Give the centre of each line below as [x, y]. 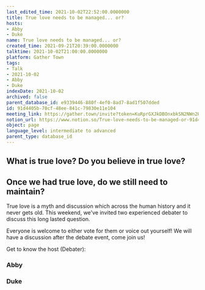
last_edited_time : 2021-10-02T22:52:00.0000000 [68, 12]
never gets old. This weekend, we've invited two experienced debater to [97, 213]
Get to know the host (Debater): [46, 249]
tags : [13, 63]
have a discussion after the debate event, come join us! [76, 238]
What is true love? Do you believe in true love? [96, 161]
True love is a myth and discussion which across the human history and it [99, 206]
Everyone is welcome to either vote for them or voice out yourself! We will [99, 231]
